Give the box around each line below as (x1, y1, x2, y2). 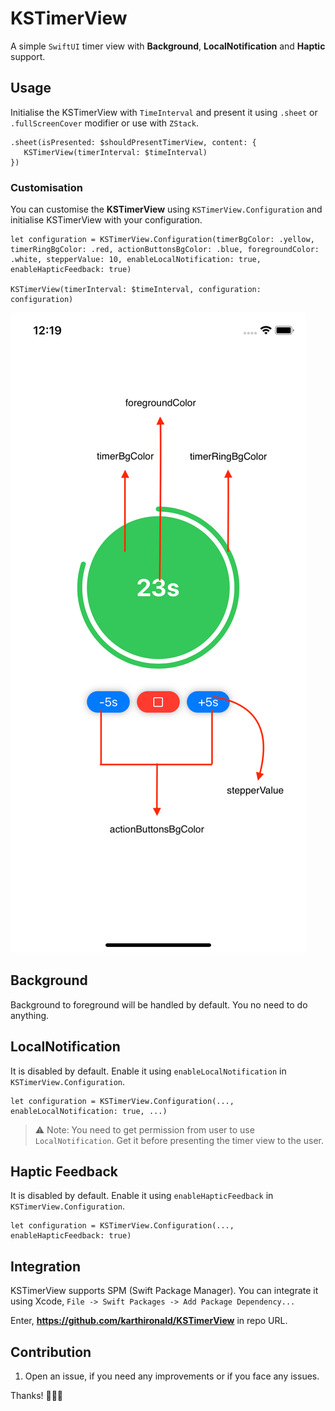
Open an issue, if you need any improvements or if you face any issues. (24, 1370, 320, 1382)
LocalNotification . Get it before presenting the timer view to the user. (34, 1134, 325, 1146)
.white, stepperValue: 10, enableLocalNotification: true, (10, 255, 262, 265)
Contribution (10, 1343, 92, 1361)
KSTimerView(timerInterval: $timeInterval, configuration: (10, 285, 262, 295)
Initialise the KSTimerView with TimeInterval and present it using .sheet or (10, 106, 318, 118)
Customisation (10, 180, 83, 194)
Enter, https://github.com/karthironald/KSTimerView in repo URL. (10, 1315, 288, 1327)
